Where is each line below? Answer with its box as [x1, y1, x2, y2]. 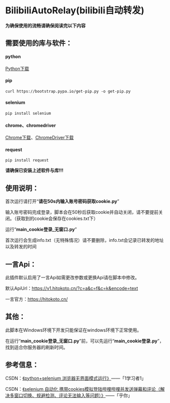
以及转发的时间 [5, 243, 37, 250]
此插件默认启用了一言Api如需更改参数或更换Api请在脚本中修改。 [5, 274, 140, 281]
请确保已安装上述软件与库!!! [5, 167, 64, 173]
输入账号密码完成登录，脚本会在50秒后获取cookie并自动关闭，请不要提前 [5, 209, 159, 215]
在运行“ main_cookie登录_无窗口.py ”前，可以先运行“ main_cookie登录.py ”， [5, 338, 164, 344]
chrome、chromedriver [5, 122, 56, 128]
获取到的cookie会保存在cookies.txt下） [16, 215, 98, 222]
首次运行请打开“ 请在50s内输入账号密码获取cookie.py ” [5, 198, 120, 205]
